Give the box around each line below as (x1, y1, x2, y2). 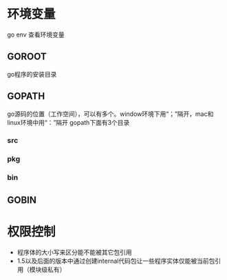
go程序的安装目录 (7, 70, 57, 78)
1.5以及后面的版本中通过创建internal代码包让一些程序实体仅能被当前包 (17, 257, 215, 265)
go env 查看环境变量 (7, 30, 65, 39)
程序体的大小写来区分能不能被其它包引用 (17, 248, 132, 256)
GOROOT (7, 51, 47, 63)
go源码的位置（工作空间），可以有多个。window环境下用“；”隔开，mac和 (7, 110, 214, 118)
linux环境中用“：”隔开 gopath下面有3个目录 (7, 118, 130, 126)
